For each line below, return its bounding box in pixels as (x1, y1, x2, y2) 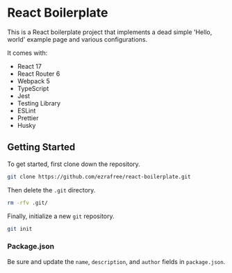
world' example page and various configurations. (7, 35, 148, 43)
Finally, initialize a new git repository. (7, 212, 115, 220)
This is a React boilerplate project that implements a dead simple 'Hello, (7, 28, 213, 36)
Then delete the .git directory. (7, 185, 96, 194)
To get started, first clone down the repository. (7, 160, 140, 168)
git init (7, 225, 33, 232)
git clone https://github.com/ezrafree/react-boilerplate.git (7, 173, 191, 180)
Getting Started (7, 141, 76, 154)
